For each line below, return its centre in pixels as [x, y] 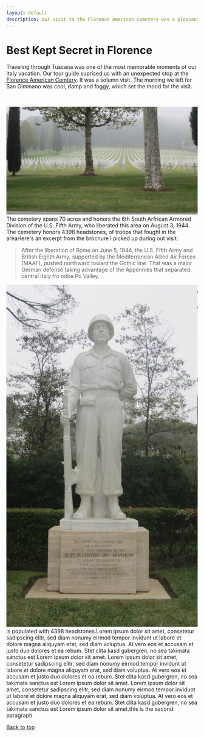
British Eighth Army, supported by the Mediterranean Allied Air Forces [108, 257]
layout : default [27, 13]
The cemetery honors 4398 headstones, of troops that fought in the [91, 232]
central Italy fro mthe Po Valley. [60, 276]
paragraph [19, 715]
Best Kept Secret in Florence [80, 50]
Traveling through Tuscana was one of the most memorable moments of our [101, 67]
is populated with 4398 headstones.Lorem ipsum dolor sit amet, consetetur [100, 631]
